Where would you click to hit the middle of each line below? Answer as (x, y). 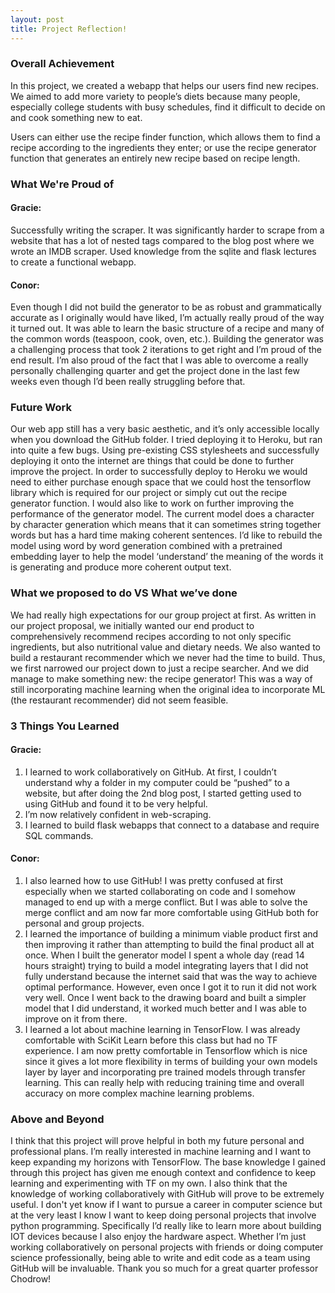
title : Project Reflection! (69, 29)
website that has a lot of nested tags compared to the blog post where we (162, 240)
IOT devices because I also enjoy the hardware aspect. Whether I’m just (158, 1237)
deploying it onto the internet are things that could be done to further (152, 461)
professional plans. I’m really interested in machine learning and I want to (161, 1152)
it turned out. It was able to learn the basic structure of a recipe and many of (167, 328)
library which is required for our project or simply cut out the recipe (149, 493)
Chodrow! (31, 1279)
